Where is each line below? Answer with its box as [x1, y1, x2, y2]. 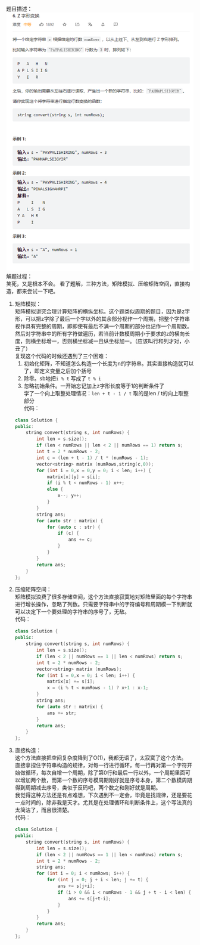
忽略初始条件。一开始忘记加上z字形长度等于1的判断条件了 [23, 382, 165, 389]
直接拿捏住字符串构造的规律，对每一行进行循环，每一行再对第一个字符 [14, 762, 187, 769]
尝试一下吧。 [26, 287, 58, 295]
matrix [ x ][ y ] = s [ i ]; [46, 473, 101, 480]
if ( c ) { [57, 530, 79, 537]
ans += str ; [46, 710, 77, 716]
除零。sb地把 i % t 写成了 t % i [23, 374, 102, 382]
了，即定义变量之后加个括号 [23, 367, 92, 374]
